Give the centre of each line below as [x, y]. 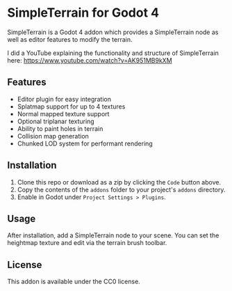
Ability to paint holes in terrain [60, 128]
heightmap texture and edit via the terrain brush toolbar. [87, 243]
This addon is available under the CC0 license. [74, 282]
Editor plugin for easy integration [64, 99]
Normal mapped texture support [63, 113]
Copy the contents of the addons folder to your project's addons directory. [121, 189]
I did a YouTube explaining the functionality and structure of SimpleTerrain [113, 53]
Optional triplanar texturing [56, 121]
